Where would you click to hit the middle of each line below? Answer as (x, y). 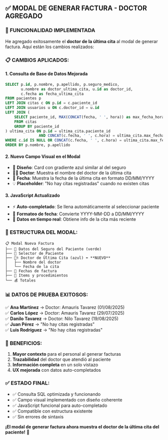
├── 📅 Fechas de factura (31, 271)
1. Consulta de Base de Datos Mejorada (46, 74)
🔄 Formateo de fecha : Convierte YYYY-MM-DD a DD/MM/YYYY (78, 214)
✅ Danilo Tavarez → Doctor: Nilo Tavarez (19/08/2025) (62, 319)
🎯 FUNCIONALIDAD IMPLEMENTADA (50, 31)
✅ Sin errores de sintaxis (38, 416)
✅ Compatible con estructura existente (52, 411)
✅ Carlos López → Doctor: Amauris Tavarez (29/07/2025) (65, 313)
